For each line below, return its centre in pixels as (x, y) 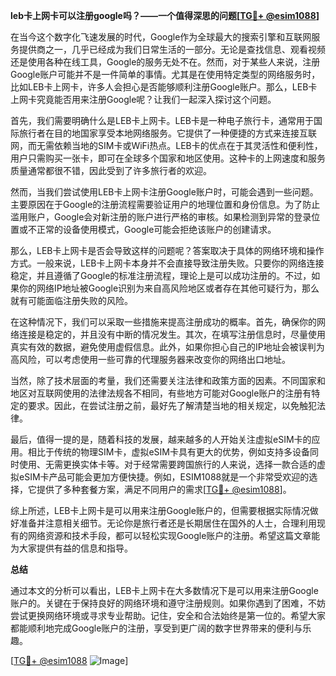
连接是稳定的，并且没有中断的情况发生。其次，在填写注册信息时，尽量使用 (172, 334)
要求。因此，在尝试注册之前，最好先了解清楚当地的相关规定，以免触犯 (172, 405)
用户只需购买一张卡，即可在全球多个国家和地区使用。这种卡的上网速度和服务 (168, 158)
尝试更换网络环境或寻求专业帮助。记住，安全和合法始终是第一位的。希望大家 (168, 615)
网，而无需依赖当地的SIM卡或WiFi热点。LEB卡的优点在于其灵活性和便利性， (166, 145)
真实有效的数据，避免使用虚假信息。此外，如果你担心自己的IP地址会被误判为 (167, 347)
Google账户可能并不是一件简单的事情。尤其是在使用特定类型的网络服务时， (165, 74)
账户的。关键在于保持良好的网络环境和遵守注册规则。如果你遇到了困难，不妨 (168, 603)
